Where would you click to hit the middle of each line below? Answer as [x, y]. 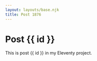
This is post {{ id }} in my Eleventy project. [49, 53]
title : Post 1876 [23, 14]
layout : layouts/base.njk [32, 10]
